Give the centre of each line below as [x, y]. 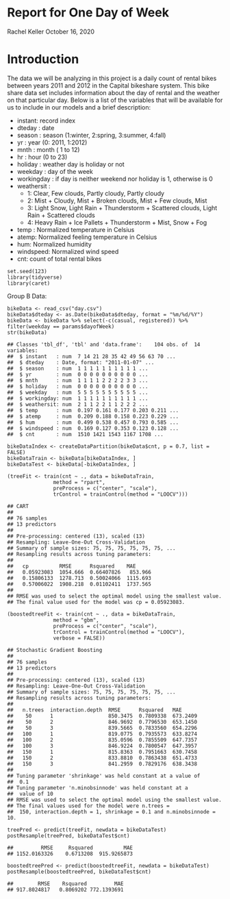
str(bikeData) [27, 332]
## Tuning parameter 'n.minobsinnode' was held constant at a [98, 788]
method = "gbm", [76, 620]
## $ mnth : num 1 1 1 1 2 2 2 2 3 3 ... [78, 380]
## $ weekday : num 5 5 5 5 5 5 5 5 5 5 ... [78, 392]
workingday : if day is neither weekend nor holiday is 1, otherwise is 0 [115, 179]
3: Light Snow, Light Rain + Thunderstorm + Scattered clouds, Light [122, 207]
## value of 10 [30, 794]
